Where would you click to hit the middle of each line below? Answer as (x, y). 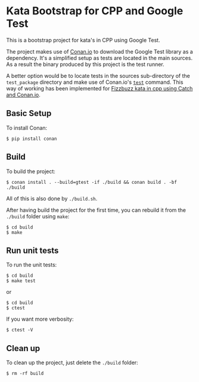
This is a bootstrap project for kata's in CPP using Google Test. (83, 40)
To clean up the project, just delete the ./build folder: (72, 363)
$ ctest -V (20, 330)
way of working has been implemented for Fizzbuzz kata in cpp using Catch (99, 88)
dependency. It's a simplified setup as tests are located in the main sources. (99, 58)
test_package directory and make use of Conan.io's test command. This (95, 82)
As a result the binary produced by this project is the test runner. (85, 64)
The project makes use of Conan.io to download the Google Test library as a (100, 51)
